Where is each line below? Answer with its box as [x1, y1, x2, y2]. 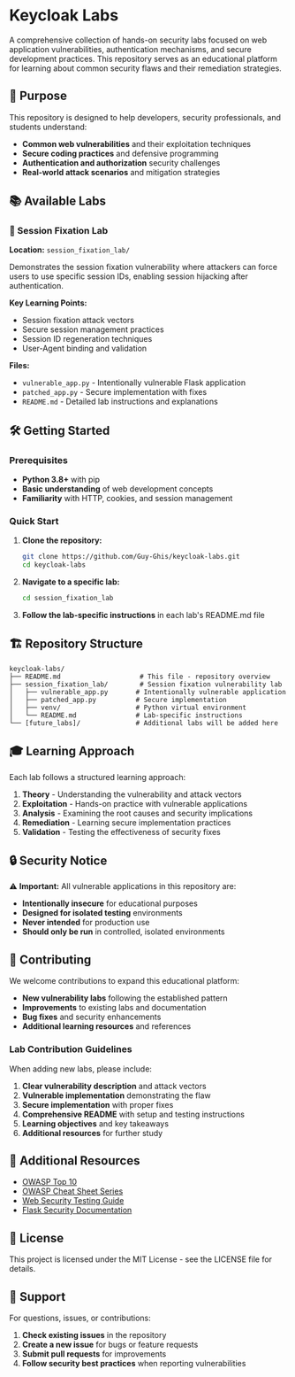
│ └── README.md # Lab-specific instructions [9, 710, 243, 720]
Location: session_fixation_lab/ [9, 244, 131, 255]
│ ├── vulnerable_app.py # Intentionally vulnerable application [9, 687, 287, 696]
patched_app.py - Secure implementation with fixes [21, 387, 208, 398]
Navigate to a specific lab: [21, 576, 120, 587]
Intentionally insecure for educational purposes [21, 898, 199, 909]
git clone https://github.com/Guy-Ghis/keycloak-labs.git [21, 553, 240, 561]
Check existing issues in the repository [21, 1330, 167, 1341]
